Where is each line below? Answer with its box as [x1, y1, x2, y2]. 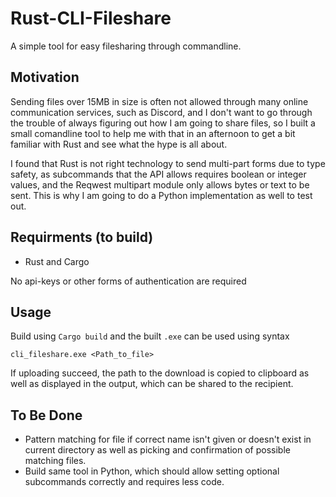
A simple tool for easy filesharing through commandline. [10, 40, 242, 52]
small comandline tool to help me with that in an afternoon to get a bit [10, 127, 296, 139]
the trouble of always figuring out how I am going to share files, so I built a [10, 117, 316, 129]
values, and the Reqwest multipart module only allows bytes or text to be [10, 178, 310, 191]
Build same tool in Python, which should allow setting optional [24, 465, 280, 477]
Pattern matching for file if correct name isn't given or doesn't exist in [24, 433, 312, 446]
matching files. [24, 455, 87, 467]
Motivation [10, 69, 80, 86]
